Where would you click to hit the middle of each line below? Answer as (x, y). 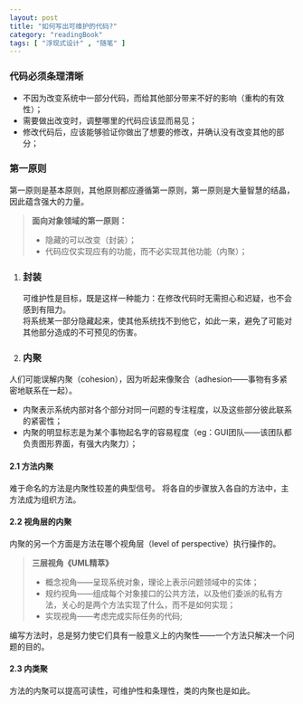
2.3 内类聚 (28, 669)
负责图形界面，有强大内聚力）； (80, 443)
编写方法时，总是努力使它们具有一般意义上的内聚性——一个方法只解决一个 (148, 635)
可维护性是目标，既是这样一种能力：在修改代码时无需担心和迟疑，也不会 (157, 299)
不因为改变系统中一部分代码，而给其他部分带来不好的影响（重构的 (145, 98)
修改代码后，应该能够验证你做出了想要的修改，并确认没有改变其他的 (149, 131)
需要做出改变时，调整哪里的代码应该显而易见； (109, 120)
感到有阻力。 (46, 309)
